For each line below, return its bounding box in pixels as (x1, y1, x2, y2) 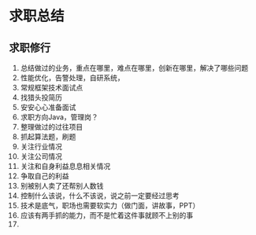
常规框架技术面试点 (20, 83, 83, 92)
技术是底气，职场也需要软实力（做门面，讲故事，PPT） (20, 201, 200, 210)
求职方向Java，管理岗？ (20, 112, 99, 122)
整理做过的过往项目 (20, 123, 83, 131)
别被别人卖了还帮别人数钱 (20, 182, 104, 190)
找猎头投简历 (20, 93, 62, 102)
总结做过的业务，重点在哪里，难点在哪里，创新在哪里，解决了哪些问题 (20, 64, 249, 72)
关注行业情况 (20, 142, 62, 151)
